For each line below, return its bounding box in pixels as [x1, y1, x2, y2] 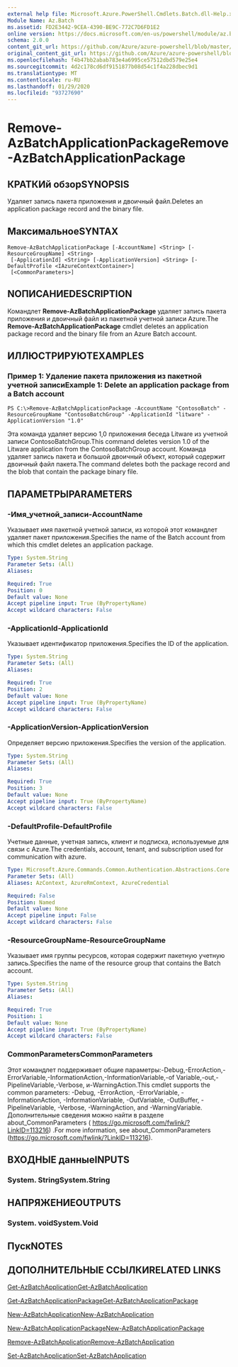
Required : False [7, 892, 55, 899]
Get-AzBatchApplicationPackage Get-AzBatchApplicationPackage [7, 1297, 198, 1305]
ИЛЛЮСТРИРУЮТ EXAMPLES [7, 350, 144, 362]
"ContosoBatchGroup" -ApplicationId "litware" [64, 411, 204, 418]
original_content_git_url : [7, 50, 87, 57]
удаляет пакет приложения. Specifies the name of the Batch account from [7, 533, 225, 542]
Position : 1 [7, 1012, 42, 1020]
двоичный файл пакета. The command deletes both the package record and [7, 460, 230, 469]
